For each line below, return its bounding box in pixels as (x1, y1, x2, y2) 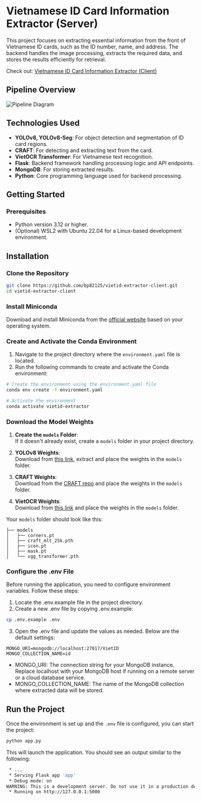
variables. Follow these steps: (6, 587, 80, 594)
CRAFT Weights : (14, 474, 57, 481)
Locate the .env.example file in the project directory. (14, 599, 144, 606)
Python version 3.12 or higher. (14, 221, 89, 228)
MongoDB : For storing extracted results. (14, 166, 115, 173)
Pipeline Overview (6, 85, 76, 95)
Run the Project (6, 704, 65, 714)
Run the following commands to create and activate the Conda (14, 363, 169, 371)
